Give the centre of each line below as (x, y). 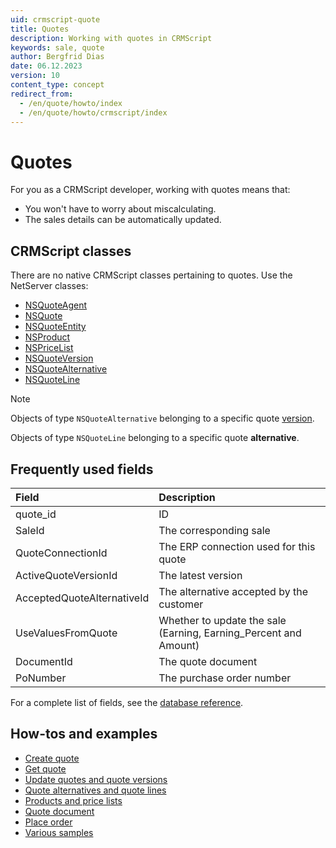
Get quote (45, 768)
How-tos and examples (84, 734)
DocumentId (44, 661)
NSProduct (47, 337)
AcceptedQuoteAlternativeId (82, 598)
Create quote (52, 758)
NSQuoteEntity (55, 327)
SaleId (30, 530)
